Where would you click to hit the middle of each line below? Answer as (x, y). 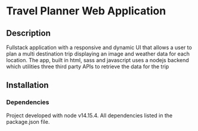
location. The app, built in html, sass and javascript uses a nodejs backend (98, 60)
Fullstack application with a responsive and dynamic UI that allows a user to (99, 47)
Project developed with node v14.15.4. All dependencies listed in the (89, 115)
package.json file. (28, 121)
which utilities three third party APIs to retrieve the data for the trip (88, 66)
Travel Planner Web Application (86, 11)
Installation (27, 85)
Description (28, 33)
